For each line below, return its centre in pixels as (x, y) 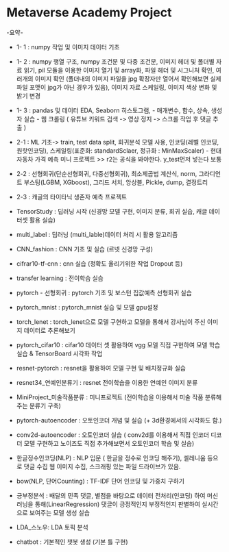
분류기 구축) (45, 405)
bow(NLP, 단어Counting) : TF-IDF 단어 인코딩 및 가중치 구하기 (100, 481)
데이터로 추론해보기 (50, 330)
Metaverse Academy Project (89, 13)
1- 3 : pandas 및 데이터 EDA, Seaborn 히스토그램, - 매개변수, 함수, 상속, (113, 110)
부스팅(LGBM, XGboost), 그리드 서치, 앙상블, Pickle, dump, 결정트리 (116, 182)
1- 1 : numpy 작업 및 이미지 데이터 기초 (68, 47)
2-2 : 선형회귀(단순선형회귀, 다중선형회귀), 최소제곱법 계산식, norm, (107, 173)
